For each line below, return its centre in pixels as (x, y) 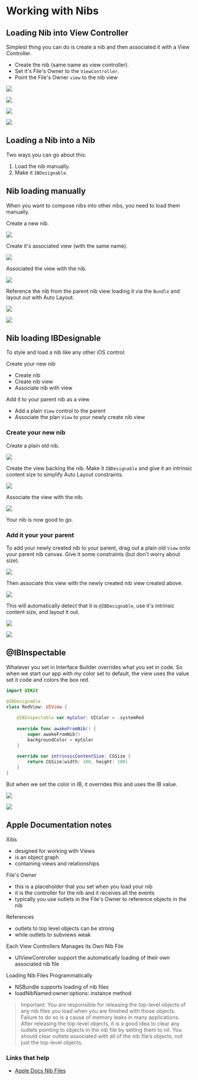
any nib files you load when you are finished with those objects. (98, 1011)
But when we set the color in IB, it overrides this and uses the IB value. (92, 784)
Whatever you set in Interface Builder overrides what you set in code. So (95, 667)
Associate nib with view (43, 388)
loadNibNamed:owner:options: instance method (73, 993)
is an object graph (37, 857)
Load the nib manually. (42, 166)
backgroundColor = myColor (61, 740)
